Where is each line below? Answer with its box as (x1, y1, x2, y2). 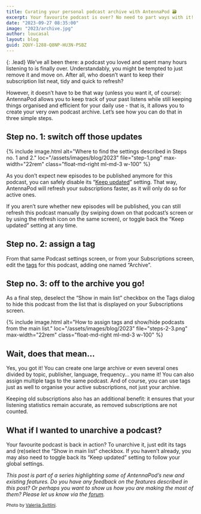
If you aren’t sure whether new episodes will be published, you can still (6, 203, 181, 210)
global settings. (6, 460, 44, 467)
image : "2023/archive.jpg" (6, 25, 74, 32)
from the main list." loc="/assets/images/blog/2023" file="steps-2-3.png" (6, 325, 188, 332)
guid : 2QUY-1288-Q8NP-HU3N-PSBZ (6, 42, 87, 48)
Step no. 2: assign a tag (6, 239, 96, 249)
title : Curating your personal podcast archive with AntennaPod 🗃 (6, 8, 177, 15)
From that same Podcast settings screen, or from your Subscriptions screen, (6, 255, 194, 262)
